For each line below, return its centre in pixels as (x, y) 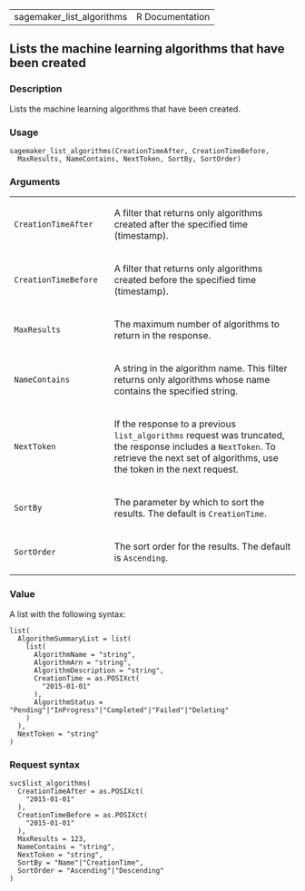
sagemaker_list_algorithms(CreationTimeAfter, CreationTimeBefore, (140, 151)
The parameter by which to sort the (189, 503)
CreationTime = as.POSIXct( (87, 678)
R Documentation (173, 17)
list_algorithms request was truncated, (199, 436)
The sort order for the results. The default (202, 546)
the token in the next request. (176, 469)
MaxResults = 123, (53, 838)
